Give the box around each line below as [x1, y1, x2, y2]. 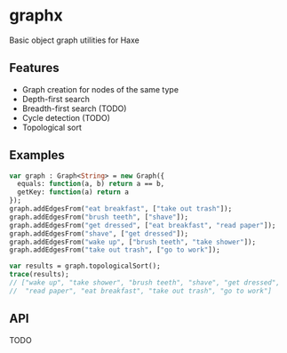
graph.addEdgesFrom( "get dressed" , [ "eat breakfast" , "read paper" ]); [9, 221, 276, 229]
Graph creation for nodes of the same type [21, 84, 179, 94]
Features [9, 60, 60, 76]
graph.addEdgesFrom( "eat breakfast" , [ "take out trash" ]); [9, 205, 233, 213]
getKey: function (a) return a [17, 188, 129, 197]
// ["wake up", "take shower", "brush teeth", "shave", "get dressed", [9, 278, 280, 287]
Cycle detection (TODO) [21, 112, 111, 123]
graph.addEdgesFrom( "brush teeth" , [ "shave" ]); [9, 213, 189, 221]
